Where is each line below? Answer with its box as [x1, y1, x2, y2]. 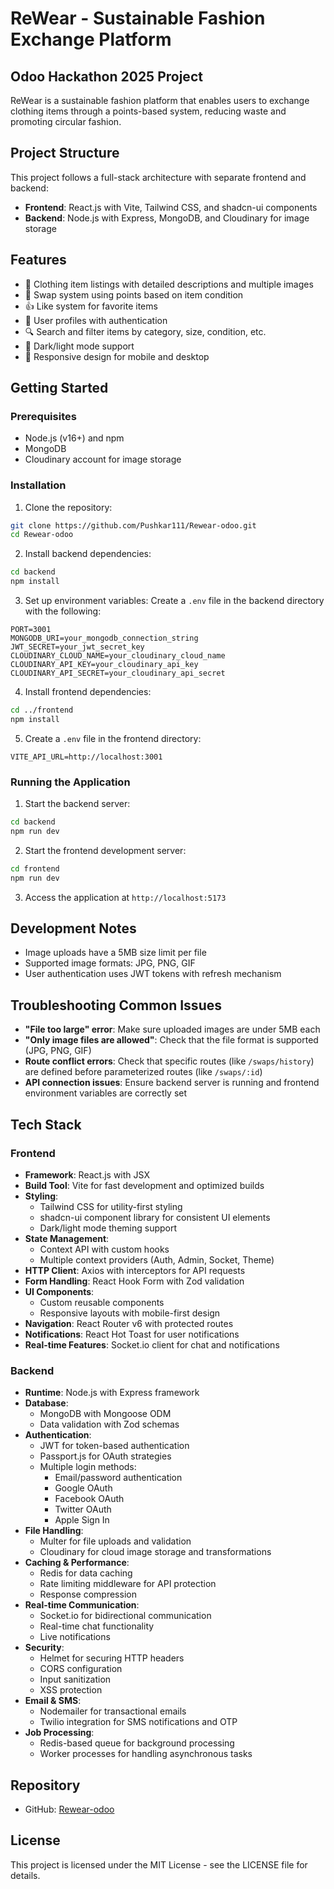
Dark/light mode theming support [39, 1222, 178, 1234]
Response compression [39, 1588, 137, 1601]
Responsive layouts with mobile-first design [39, 1307, 221, 1319]
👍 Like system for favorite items [24, 300, 158, 312]
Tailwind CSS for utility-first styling [39, 1200, 183, 1212]
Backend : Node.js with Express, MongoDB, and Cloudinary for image [24, 212, 310, 224]
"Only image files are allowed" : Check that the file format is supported [24, 1034, 319, 1046]
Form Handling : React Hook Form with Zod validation [24, 1275, 245, 1287]
